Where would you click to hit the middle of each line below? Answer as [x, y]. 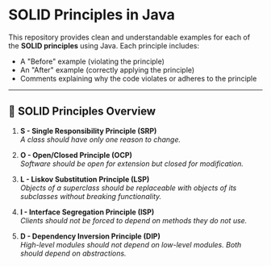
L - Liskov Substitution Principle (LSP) [85, 179]
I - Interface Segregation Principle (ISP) [87, 212]
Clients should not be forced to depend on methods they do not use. [133, 220]
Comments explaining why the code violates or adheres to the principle [138, 78]
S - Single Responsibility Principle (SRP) [88, 131]
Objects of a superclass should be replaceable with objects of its [128, 188]
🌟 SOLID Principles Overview [82, 112]
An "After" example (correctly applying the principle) [107, 69]
